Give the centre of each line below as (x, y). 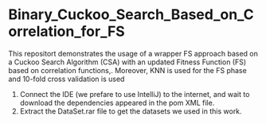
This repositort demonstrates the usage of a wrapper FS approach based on (133, 53)
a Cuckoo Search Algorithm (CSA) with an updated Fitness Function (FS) (127, 62)
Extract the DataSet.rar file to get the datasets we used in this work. (131, 111)
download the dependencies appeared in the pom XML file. (117, 103)
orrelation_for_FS (66, 31)
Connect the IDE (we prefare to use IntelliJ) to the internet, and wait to (135, 94)
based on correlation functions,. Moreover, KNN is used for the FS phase (127, 70)
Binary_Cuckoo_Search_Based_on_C (131, 15)
